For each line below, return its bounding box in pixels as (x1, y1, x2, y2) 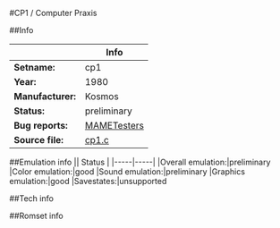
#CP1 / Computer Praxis (9, 8, 98, 18)
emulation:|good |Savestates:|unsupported (9, 176, 167, 186)
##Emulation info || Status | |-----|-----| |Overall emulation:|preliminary (9, 156, 271, 167)
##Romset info (9, 210, 64, 221)
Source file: (13, 134, 64, 146)
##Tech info (9, 193, 54, 204)
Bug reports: (13, 120, 69, 131)
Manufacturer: (13, 90, 77, 102)
